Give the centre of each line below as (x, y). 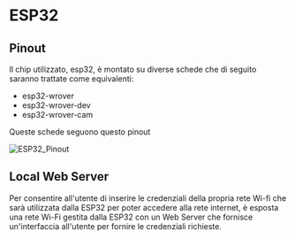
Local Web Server (59, 177)
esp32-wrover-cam (57, 115)
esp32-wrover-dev (56, 105)
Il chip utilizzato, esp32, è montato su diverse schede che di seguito (133, 69)
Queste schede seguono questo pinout (80, 132)
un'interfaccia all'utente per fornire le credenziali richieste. (116, 226)
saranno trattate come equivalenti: (72, 79)
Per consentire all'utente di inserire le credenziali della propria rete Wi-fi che (148, 198)
